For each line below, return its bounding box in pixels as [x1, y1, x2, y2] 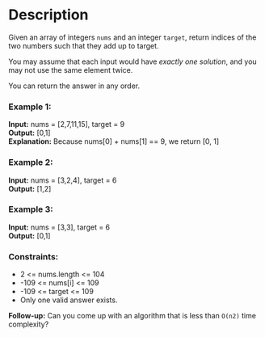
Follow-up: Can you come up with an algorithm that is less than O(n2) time [8, 311, 257, 321]
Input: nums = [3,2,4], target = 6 [8, 175, 117, 185]
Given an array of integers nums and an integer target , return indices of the [8, 32, 257, 42]
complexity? [8, 319, 49, 329]
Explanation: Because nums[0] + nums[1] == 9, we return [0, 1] [8, 137, 220, 146]
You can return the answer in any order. [8, 81, 140, 91]
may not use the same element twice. [8, 65, 133, 74]
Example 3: [8, 204, 54, 215]
